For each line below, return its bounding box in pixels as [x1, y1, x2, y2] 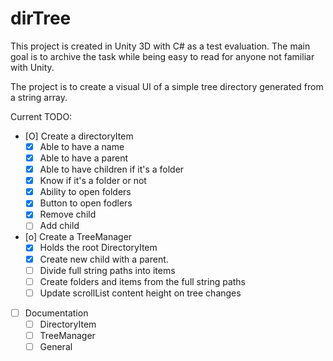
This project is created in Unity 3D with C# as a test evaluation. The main [10, 40, 311, 52]
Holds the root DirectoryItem [39, 242, 158, 254]
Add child [39, 220, 80, 232]
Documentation [24, 307, 89, 319]
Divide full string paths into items [39, 264, 176, 276]
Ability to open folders [39, 186, 132, 198]
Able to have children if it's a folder [39, 163, 185, 176]
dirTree [10, 7, 72, 30]
